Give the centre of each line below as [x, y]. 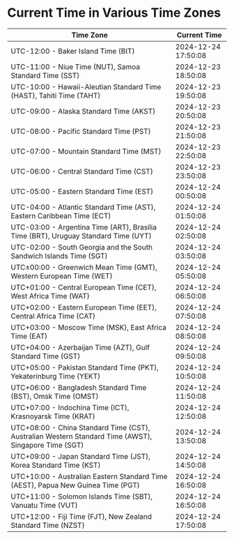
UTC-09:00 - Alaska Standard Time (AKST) [83, 111]
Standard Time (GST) [46, 356]
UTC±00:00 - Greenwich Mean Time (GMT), [84, 267]
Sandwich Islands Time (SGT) [59, 256]
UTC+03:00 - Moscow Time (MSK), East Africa [89, 327]
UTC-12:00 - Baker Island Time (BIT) [73, 51]
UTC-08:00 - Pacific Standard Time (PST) [81, 131]
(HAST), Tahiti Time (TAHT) [56, 96]
